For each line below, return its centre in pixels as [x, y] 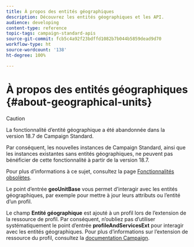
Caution [16, 118]
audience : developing [33, 22]
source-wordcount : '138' [36, 50]
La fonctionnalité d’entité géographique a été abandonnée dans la [86, 129]
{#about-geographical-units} [79, 102]
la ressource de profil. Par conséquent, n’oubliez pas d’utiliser [81, 219]
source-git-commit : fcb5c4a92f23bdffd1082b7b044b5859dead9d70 [84, 39]
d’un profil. [19, 201]
